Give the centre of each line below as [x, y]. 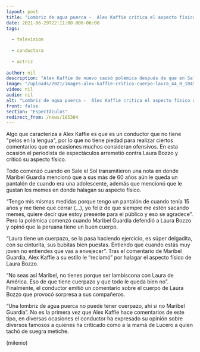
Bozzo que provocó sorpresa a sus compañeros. [66, 294]
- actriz [22, 61]
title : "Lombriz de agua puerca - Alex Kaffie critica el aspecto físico [101, 17]
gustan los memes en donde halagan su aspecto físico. [74, 190]
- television [28, 39]
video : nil [20, 89]
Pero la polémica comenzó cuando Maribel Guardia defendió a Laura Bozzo [99, 221]
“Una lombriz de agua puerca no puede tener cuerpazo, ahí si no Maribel [96, 306]
